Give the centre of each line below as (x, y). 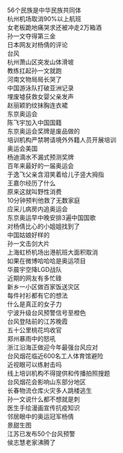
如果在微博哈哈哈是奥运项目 (47, 261)
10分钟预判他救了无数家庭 (44, 200)
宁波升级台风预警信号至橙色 (47, 313)
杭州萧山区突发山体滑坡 (40, 62)
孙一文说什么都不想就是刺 (44, 399)
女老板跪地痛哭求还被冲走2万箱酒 (55, 27)
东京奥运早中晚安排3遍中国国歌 (51, 218)
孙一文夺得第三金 (31, 36)
